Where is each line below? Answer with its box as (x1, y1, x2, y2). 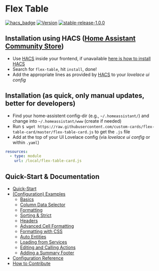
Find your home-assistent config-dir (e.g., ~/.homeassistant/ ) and (12, 113, 149, 119)
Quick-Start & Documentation (5, 172, 100, 181)
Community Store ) (5, 42, 64, 51)
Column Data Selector (20, 202, 66, 208)
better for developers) (5, 99, 76, 108)
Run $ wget (12, 123, 36, 129)
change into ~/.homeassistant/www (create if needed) (12, 118, 122, 124)
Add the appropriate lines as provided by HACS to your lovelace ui (12, 71, 149, 77)
